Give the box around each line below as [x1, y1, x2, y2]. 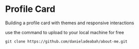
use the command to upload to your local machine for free [5, 29, 124, 35]
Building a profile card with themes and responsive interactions [5, 20, 135, 26]
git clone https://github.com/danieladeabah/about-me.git [5, 39, 128, 44]
